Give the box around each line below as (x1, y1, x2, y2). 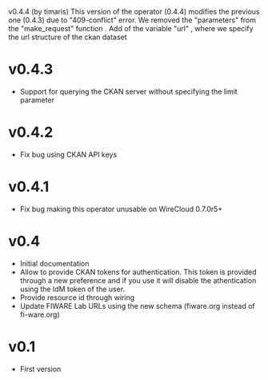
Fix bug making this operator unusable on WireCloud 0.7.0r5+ (19, 204, 223, 214)
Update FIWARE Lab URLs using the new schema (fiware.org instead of (19, 301, 255, 310)
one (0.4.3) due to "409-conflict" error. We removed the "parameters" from (8, 15, 257, 25)
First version (19, 364, 62, 374)
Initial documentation (19, 258, 90, 268)
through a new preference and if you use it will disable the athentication (19, 275, 257, 285)
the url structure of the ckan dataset (8, 32, 127, 42)
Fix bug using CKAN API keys (19, 150, 118, 159)
